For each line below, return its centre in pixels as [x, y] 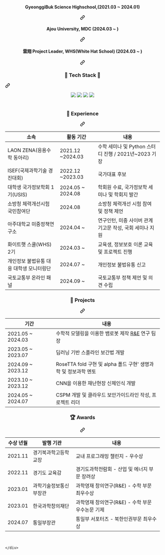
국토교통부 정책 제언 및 [123, 278]
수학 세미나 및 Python [122, 147]
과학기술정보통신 [51, 486]
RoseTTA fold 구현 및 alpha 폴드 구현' [97, 364]
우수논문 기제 [90, 510]
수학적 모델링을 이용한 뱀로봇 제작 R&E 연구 [103, 333]
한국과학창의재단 [51, 506]
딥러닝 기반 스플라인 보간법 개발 [90, 352]
